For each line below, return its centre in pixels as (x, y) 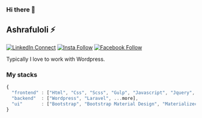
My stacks (22, 75)
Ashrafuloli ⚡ (31, 30)
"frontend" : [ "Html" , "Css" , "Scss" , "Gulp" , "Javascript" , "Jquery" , (103, 93)
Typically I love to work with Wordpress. (56, 59)
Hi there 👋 (21, 10)
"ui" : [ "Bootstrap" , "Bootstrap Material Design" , (86, 104)
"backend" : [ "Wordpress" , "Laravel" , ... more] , (75, 98)
